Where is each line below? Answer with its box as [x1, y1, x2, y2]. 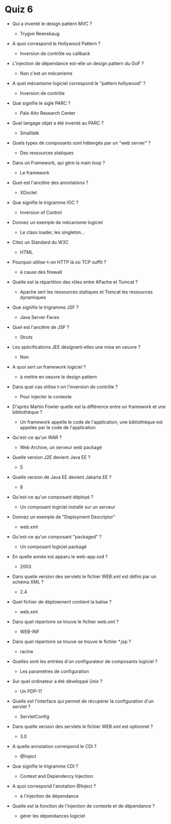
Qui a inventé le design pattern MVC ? [12, 21, 93, 27]
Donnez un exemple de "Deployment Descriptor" [12, 514, 116, 520]
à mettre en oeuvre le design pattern [19, 373, 97, 380]
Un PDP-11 [19, 688, 42, 694]
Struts [19, 334, 33, 340]
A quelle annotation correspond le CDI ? [12, 743, 97, 749]
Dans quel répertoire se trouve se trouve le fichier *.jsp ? [12, 638, 132, 645]
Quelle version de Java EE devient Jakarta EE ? [12, 474, 112, 480]
